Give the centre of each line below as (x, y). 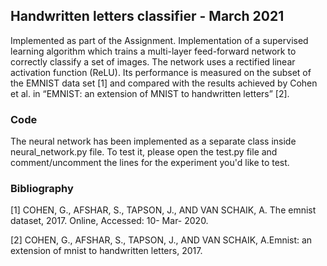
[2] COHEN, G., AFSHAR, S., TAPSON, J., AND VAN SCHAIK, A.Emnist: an (161, 240)
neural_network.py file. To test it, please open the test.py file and (144, 152)
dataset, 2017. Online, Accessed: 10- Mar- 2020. (109, 221)
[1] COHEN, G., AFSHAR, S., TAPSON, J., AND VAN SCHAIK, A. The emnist (163, 210)
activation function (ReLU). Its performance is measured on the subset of (161, 72)
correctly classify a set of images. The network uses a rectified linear (153, 61)
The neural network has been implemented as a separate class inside (153, 141)
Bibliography (42, 189)
